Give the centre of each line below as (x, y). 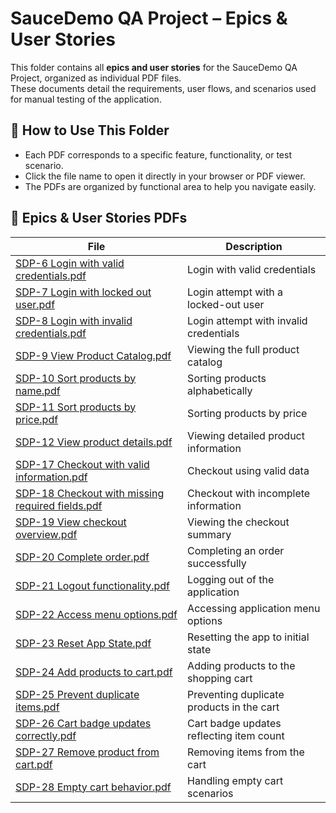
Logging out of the (231, 579)
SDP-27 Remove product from (87, 752)
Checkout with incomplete (249, 493)
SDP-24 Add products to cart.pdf (94, 672)
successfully (217, 563)
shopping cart (220, 678)
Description (254, 246)
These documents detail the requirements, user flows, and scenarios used (163, 88)
